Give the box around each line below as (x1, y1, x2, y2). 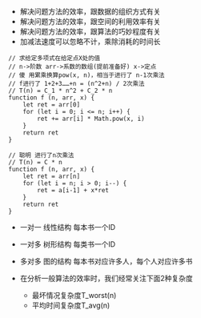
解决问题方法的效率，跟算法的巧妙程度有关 (19, 26, 161, 36)
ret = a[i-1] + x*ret (37, 186, 110, 194)
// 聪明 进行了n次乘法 (8, 151, 74, 159)
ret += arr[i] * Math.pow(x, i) (37, 115, 146, 123)
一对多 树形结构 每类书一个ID (19, 239, 116, 249)
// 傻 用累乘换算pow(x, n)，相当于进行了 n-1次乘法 (8, 70, 165, 79)
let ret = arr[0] (22, 100, 81, 109)
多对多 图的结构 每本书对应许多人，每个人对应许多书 (19, 256, 193, 266)
